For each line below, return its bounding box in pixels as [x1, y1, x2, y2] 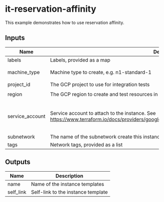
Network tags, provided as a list [50, 141, 123, 148]
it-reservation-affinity [5, 3, 97, 15]
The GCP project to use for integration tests [50, 81, 150, 88]
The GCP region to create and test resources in [50, 90, 158, 97]
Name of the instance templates [31, 180, 104, 187]
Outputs [5, 158, 31, 166]
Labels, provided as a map [50, 56, 111, 63]
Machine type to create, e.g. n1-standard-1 [50, 68, 152, 75]
